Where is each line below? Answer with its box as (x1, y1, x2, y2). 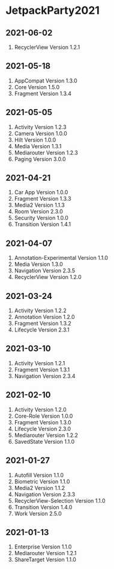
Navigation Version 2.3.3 (14, 491, 76, 498)
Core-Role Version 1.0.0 (14, 412, 73, 420)
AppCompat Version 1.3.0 (14, 77, 77, 84)
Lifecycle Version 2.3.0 (14, 425, 71, 432)
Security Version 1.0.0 (14, 215, 68, 222)
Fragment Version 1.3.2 (14, 320, 71, 327)
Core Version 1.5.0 (14, 83, 60, 90)
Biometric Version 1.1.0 (14, 477, 70, 485)
